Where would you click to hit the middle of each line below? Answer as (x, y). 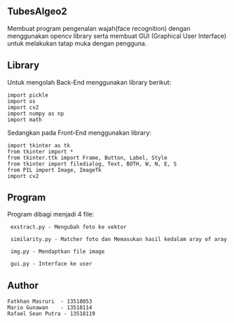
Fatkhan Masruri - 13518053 (50, 302)
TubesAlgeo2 (37, 12)
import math (25, 119)
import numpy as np (36, 114)
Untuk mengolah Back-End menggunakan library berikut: (89, 82)
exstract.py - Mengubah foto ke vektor (69, 227)
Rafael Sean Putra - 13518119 (51, 314)
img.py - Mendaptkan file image (57, 252)
